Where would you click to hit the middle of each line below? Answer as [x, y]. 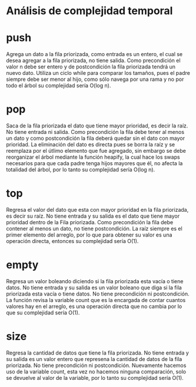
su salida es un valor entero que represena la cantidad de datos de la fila [94, 359]
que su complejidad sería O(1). [43, 312]
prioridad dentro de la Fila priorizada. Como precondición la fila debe [90, 222]
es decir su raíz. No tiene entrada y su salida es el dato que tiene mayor [93, 216]
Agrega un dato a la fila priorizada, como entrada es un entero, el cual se [94, 54]
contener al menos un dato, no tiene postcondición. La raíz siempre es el [94, 229]
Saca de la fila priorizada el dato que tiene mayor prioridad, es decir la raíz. [97, 126]
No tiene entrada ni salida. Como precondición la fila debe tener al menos [95, 132]
